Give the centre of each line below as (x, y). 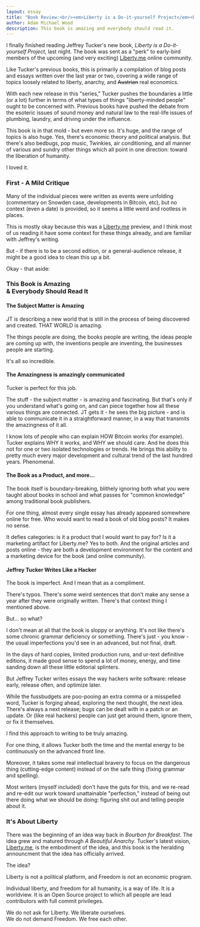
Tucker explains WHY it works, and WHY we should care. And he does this (98, 442)
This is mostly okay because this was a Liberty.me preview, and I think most (99, 227)
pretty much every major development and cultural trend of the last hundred (99, 455)
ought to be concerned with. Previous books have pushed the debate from (98, 106)
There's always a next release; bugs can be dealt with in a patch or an (92, 709)
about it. (16, 806)
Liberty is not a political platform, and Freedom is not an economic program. (99, 876)
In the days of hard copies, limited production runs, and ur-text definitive (95, 655)
